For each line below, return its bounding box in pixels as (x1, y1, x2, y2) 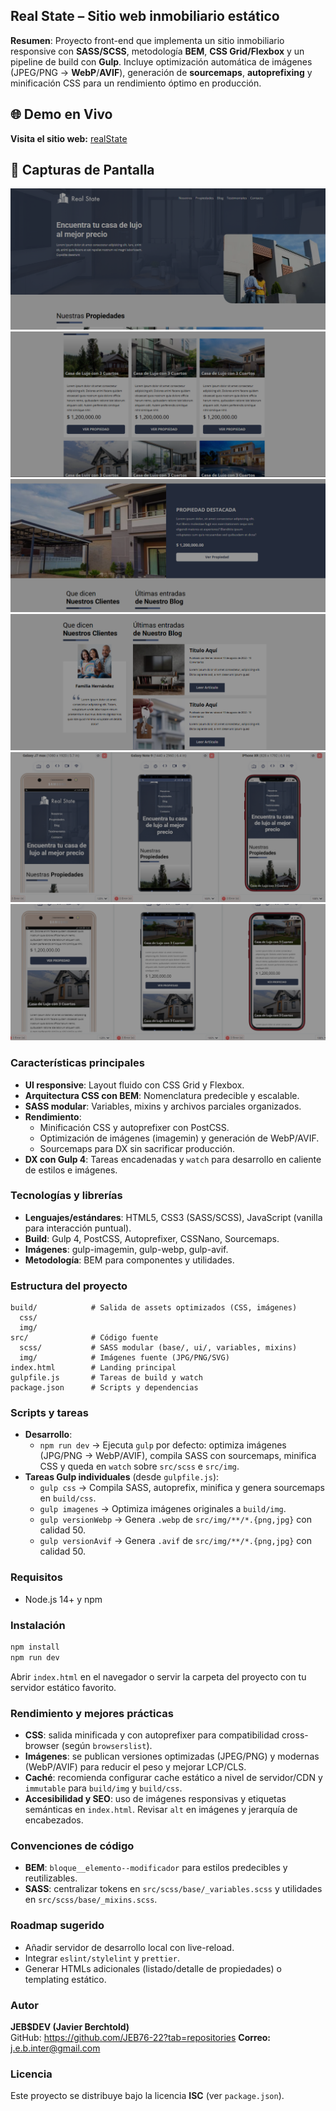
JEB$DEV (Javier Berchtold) (10, 2020, 130, 2033)
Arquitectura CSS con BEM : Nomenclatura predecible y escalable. (24, 1089, 300, 1101)
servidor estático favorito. (10, 1681, 117, 1693)
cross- (281, 1729, 309, 1741)
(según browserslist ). (61, 1740, 153, 1752)
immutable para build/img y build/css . (24, 1782, 183, 1794)
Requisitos (10, 1570, 63, 1584)
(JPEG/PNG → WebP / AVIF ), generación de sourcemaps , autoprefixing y (10, 66, 313, 78)
